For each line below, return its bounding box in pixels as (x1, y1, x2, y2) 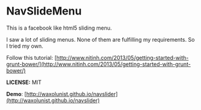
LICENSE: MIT (6, 79, 42, 86)
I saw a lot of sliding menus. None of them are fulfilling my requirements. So (6, 36, 195, 43)
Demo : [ (6, 90, 27, 97)
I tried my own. (6, 42, 43, 50)
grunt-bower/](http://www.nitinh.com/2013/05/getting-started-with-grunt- (6, 60, 191, 68)
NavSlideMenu (6, 4, 82, 18)
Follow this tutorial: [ (6, 54, 57, 61)
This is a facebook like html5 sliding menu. (6, 24, 112, 31)
